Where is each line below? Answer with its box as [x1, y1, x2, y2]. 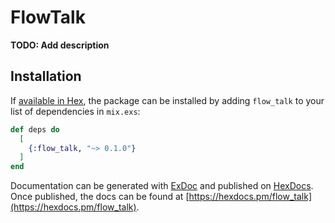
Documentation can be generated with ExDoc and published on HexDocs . [10, 180, 314, 192]
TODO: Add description [10, 39, 110, 51]
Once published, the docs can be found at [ [10, 191, 190, 203]
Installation [10, 68, 82, 85]
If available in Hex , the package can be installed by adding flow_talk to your [10, 94, 325, 106]
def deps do [10, 124, 60, 135]
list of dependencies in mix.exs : [10, 105, 141, 117]
